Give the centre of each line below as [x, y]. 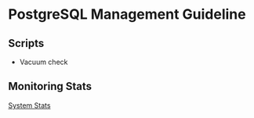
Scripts [26, 43]
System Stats [29, 105]
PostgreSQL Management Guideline [127, 14]
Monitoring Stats [50, 86]
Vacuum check [44, 62]
